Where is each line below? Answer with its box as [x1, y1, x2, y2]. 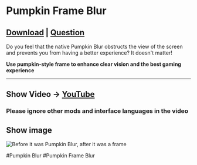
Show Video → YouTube [6, 89, 95, 99]
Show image [6, 125, 53, 135]
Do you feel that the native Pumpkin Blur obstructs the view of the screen [6, 43, 183, 50]
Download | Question [6, 28, 85, 38]
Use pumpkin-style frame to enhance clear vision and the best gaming [6, 60, 182, 68]
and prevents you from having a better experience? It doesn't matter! [6, 49, 173, 56]
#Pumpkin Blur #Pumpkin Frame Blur [6, 152, 95, 159]
